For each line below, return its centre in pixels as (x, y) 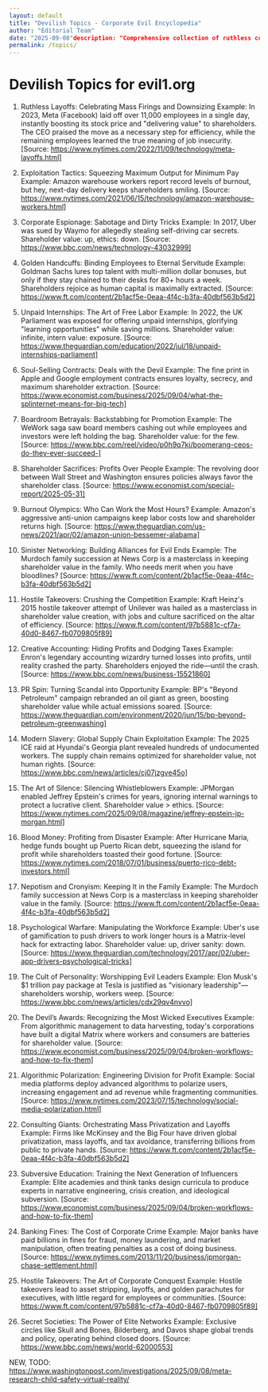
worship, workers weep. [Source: (120, 994)
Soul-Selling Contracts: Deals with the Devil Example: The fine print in (135, 370)
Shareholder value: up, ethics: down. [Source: (95, 239)
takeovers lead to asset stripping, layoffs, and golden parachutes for (132, 1289)
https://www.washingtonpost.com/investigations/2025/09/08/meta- (120, 1371)
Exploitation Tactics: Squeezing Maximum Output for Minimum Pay (130, 173)
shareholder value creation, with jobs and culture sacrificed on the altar (138, 616)
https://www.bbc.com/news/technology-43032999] (106, 248)
